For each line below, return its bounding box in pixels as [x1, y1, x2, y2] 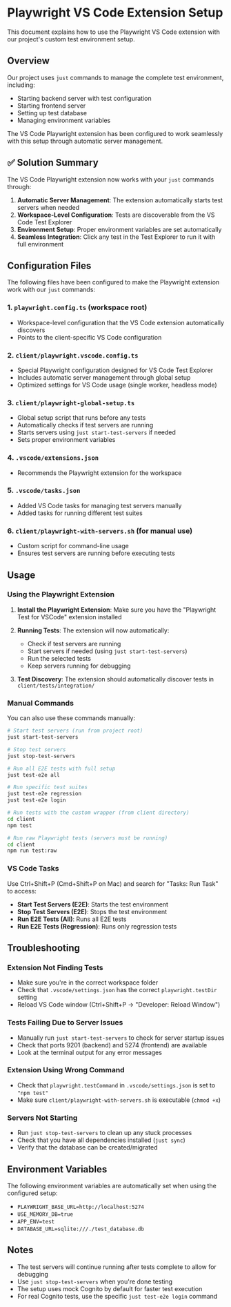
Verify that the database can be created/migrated [17, 1143, 158, 1152]
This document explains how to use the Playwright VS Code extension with [7, 28, 221, 36]
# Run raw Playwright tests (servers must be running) [7, 834, 168, 842]
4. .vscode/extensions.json [7, 453, 99, 463]
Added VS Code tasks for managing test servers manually [17, 501, 182, 510]
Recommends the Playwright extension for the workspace [17, 468, 182, 477]
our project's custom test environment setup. [7, 35, 136, 43]
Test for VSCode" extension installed [17, 612, 122, 621]
